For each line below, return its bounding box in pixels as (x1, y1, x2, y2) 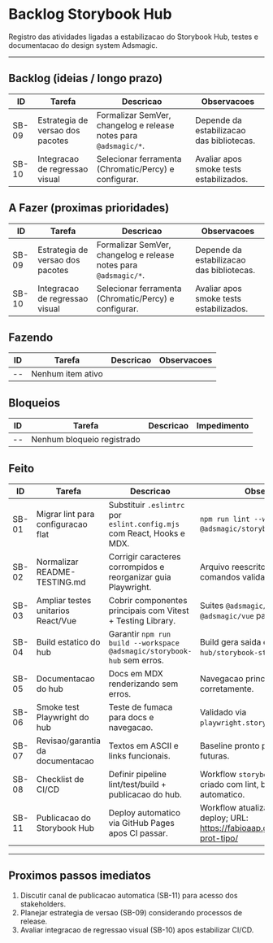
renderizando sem (108, 678, 179, 689)
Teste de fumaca (108, 702, 173, 712)
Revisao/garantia (36, 735, 102, 746)
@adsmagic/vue (199, 611, 254, 620)
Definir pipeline (108, 769, 167, 780)
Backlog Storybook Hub (8, 5, 172, 24)
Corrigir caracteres (108, 551, 181, 562)
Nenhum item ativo (31, 368, 103, 380)
